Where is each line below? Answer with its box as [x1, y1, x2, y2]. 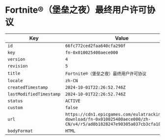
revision [7, 63, 28, 69]
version [7, 56, 26, 62]
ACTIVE [65, 98, 81, 103]
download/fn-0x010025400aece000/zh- [65, 116, 151, 122]
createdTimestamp [7, 84, 48, 90]
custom [7, 105, 23, 110]
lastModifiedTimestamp [7, 91, 60, 97]
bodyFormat [7, 128, 33, 134]
